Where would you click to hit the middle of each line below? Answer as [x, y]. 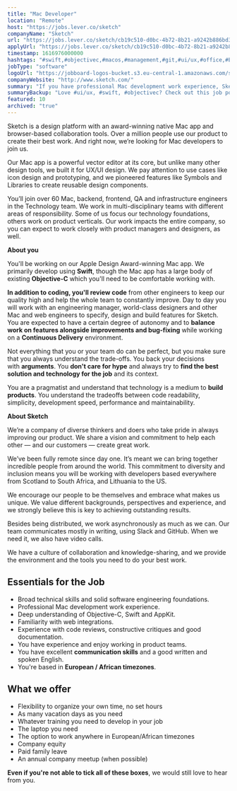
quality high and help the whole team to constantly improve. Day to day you [117, 300]
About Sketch [28, 416]
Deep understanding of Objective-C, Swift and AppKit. [97, 614]
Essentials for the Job [56, 582]
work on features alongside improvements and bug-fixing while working [115, 330]
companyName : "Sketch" [41, 34]
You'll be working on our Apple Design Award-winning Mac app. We [106, 263]
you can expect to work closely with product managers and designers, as [114, 229]
